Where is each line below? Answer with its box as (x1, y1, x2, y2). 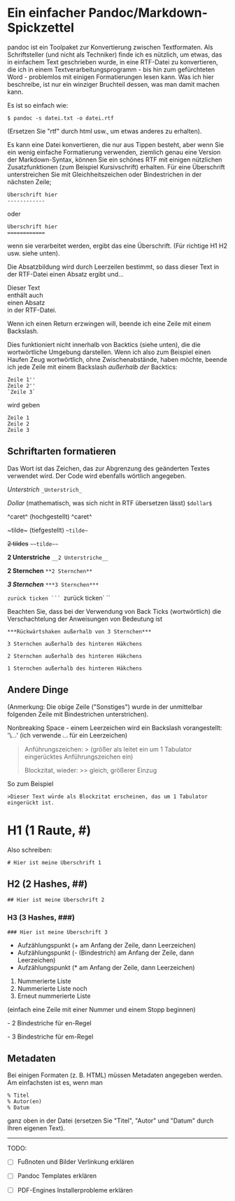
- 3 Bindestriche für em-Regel (7, 1032, 94, 1041)
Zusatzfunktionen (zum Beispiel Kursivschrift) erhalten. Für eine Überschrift (7, 162, 225, 171)
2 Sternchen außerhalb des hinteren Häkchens (7, 652, 142, 659)
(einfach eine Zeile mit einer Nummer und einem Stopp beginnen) (7, 1005, 196, 1013)
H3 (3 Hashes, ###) (7, 913, 76, 922)
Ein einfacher (7, 5, 86, 21)
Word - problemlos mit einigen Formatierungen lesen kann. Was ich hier (7, 72, 215, 81)
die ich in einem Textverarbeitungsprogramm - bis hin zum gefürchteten (7, 65, 215, 73)
